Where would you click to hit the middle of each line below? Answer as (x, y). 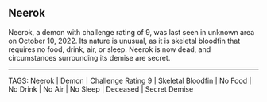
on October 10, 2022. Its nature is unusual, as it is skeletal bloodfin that (124, 41)
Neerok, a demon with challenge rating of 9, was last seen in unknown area (132, 32)
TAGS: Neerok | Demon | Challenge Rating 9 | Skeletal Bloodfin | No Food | (130, 80)
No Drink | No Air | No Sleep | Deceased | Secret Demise (101, 89)
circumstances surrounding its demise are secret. (89, 57)
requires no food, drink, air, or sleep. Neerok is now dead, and (110, 49)
